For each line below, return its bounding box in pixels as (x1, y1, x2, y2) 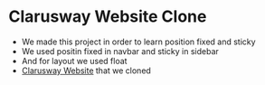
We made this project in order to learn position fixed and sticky (21, 36, 256, 47)
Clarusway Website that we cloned (21, 65, 151, 76)
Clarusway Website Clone (8, 6, 207, 27)
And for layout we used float (21, 55, 128, 66)
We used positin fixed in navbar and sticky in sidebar (21, 45, 219, 56)
